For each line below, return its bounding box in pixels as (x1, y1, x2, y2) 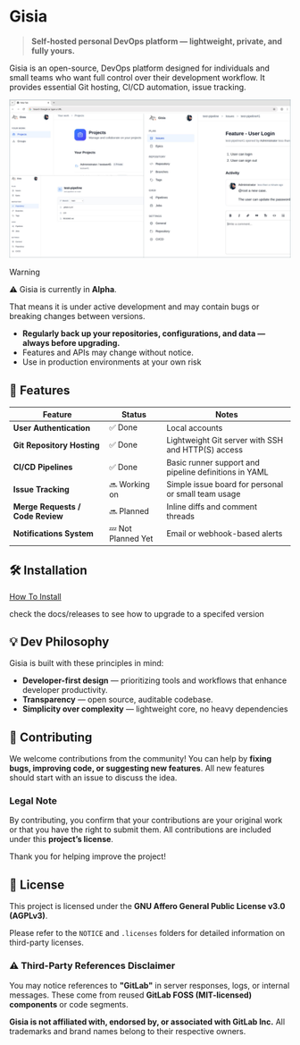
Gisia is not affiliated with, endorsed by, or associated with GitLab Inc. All (9, 1016, 286, 1027)
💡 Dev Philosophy (9, 634, 110, 649)
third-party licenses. (9, 937, 85, 948)
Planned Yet (108, 534, 154, 544)
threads (166, 511, 195, 521)
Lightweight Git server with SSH (166, 435, 284, 446)
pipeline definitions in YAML (166, 467, 270, 477)
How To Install (9, 591, 62, 602)
